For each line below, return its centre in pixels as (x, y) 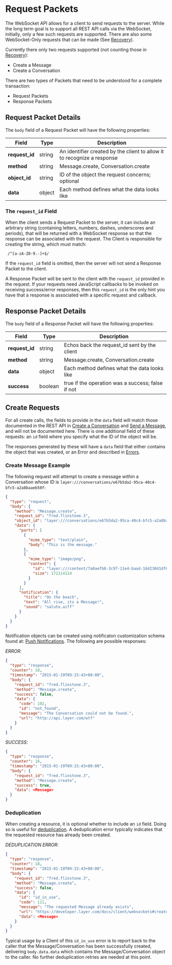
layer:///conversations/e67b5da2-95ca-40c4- (109, 482)
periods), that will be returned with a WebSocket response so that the (79, 233)
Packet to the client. (26, 269)
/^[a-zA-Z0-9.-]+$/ (28, 254)
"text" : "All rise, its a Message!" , (64, 602)
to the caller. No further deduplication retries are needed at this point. (79, 957)
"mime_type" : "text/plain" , (58, 540)
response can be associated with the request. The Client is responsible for (84, 239)
